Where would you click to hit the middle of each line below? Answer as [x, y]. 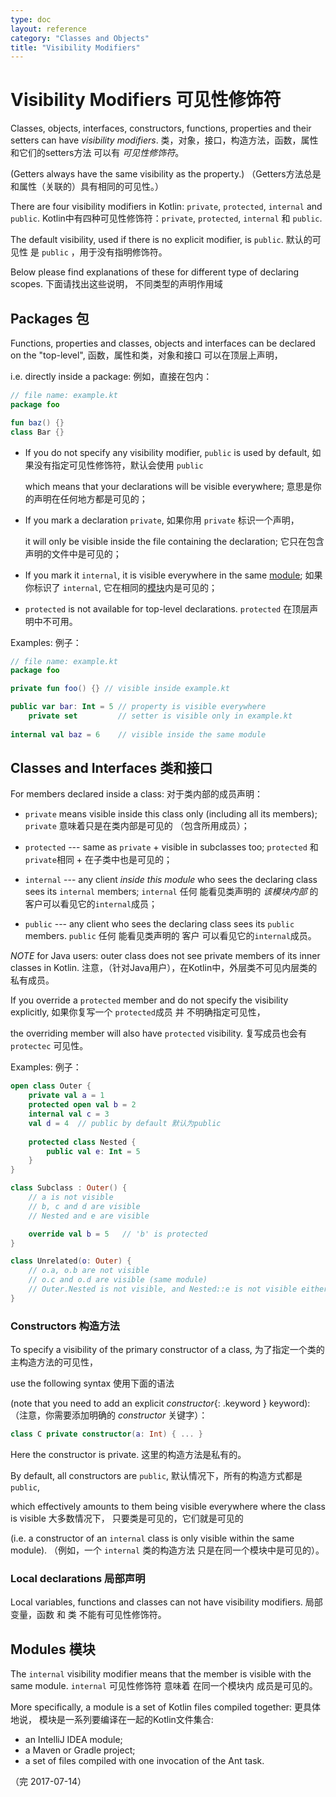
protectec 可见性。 [49, 1046]
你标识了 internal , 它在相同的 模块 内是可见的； [121, 587]
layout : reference [48, 29]
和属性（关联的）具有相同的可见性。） [87, 187]
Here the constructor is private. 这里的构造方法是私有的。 [128, 1454]
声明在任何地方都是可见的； [90, 498]
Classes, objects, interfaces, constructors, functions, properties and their [161, 128]
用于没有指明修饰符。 [123, 252]
